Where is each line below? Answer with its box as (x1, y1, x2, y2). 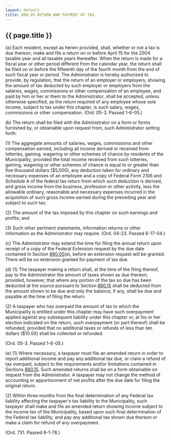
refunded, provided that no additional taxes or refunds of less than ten (5, 325, 153, 331)
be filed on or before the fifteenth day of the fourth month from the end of (5, 66, 160, 72)
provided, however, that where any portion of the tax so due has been (5, 277, 152, 283)
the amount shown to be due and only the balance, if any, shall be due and (5, 288, 162, 294)
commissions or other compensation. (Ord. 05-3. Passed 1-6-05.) (5, 110, 142, 116)
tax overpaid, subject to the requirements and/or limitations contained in (5, 361, 157, 367)
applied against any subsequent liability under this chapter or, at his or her (5, 314, 161, 320)
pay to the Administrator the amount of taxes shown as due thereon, (5, 272, 149, 278)
